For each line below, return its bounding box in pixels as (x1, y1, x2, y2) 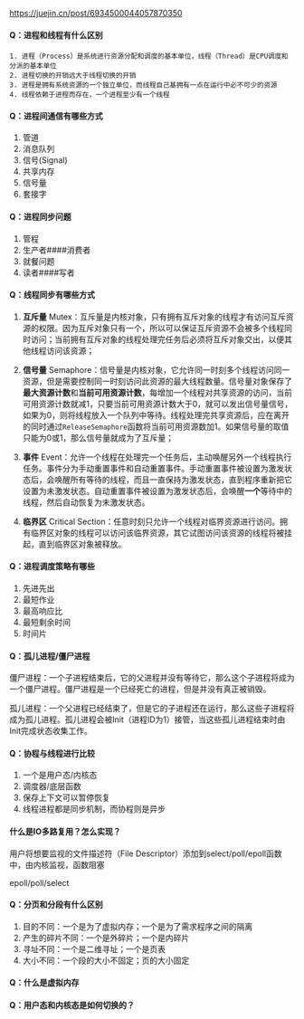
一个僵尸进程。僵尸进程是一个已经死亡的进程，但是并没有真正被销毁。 (9, 683, 271, 695)
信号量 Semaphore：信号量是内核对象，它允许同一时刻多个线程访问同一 (22, 364, 290, 375)
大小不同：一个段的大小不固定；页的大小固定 (22, 955, 190, 966)
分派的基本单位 (9, 62, 57, 71)
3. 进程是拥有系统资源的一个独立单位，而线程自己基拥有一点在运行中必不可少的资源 (9, 81, 278, 90)
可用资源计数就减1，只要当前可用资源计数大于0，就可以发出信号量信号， (22, 398, 293, 409)
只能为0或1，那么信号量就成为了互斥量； (22, 432, 175, 443)
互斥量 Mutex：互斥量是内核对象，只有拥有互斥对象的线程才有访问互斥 (22, 311, 287, 322)
